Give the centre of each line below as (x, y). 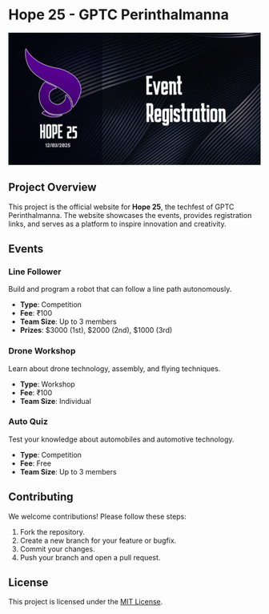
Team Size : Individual (56, 401)
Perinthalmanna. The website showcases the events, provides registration (130, 215)
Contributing (41, 497)
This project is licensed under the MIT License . (86, 602)
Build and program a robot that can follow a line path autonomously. (120, 289)
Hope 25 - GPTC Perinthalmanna (119, 15)
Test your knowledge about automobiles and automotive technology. (121, 439)
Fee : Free (36, 463)
